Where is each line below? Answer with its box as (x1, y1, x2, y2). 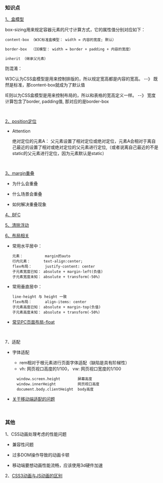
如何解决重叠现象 (12, 201, 47, 207)
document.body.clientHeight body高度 (17, 387, 94, 392)
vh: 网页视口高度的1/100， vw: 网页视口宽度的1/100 (19, 366, 122, 372)
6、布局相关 (5, 233, 29, 239)
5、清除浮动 (5, 222, 29, 228)
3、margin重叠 (5, 170, 35, 176)
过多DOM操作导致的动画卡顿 (12, 452, 70, 458)
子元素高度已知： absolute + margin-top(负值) (12, 305, 101, 310)
